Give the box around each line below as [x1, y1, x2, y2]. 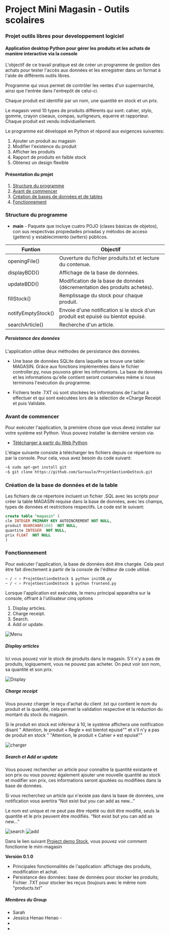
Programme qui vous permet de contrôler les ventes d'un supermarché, [5, 82, 155, 88]
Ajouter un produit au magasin [12, 138, 76, 144]
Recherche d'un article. [59, 321, 115, 328]
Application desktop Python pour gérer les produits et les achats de [5, 45, 151, 51]
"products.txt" [12, 885, 42, 891]
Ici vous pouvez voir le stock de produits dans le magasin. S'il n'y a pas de [5, 656, 160, 662]
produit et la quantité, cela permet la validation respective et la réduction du [5, 706, 163, 712]
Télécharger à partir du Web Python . [12, 440, 89, 446]
